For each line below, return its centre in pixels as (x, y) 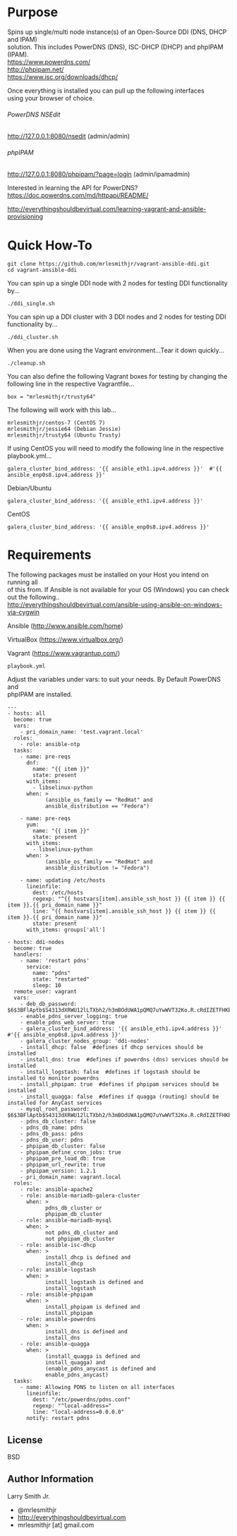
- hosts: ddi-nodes (36, 943)
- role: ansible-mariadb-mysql (66, 1221)
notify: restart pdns (58, 1418)
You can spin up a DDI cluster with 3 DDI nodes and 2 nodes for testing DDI (117, 317)
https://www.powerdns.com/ (49, 61)
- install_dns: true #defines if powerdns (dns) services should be (124, 1060)
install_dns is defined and (86, 1332)
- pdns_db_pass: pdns (51, 1134)
